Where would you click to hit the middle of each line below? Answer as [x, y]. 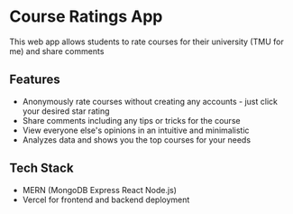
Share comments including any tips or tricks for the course [131, 120]
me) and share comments [57, 51]
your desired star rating [66, 111]
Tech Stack [41, 168]
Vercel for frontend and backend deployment [106, 200]
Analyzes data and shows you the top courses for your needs [136, 140]
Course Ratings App [86, 17]
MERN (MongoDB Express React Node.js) [100, 190]
